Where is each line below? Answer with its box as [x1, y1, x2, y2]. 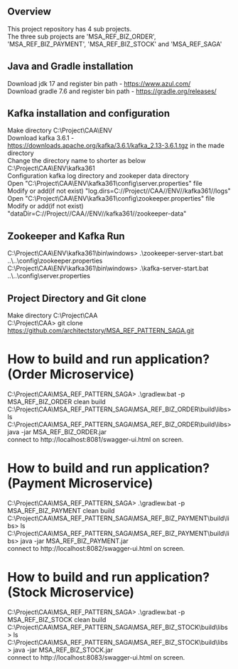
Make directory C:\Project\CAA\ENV [7, 126, 112, 135]
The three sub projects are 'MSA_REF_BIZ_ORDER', [7, 32, 156, 41]
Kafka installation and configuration [7, 107, 171, 120]
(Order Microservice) [7, 367, 135, 383]
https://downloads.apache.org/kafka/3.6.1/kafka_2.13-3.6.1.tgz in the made [7, 142, 225, 150]
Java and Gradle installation [7, 60, 134, 73]
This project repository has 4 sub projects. [7, 24, 132, 33]
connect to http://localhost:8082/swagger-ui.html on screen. [7, 544, 185, 552]
